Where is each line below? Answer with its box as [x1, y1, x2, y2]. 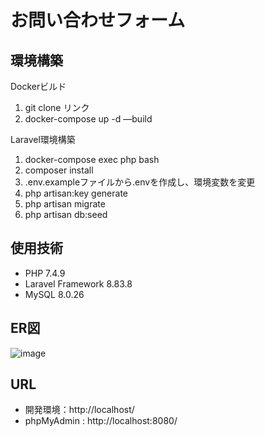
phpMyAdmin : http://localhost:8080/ [24, 415, 178, 427]
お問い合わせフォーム [10, 9, 186, 32]
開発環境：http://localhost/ [24, 404, 135, 416]
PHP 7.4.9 [24, 267, 66, 279]
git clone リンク [24, 102, 90, 113]
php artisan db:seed [24, 209, 108, 220]
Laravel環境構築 [10, 134, 76, 145]
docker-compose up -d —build [24, 113, 153, 125]
